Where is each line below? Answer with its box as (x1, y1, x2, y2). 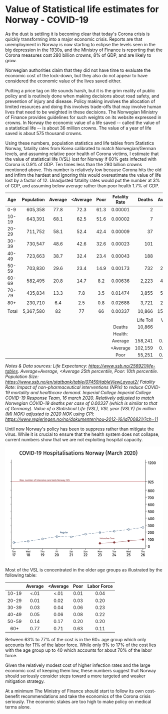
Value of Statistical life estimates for (5, 4, 159, 15)
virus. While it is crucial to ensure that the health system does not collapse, (5, 431, 160, 437)
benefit (5, 693, 20, 699)
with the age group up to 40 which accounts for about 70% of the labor (5, 647, 152, 653)
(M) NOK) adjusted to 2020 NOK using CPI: (5, 411, 94, 417)
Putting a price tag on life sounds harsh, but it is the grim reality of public (5, 87, 155, 93)
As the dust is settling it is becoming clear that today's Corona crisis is (5, 31, 150, 37)
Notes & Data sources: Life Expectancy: (5, 363, 87, 369)
